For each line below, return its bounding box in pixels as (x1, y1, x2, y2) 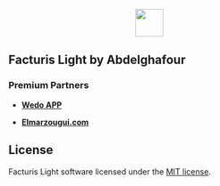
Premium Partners (8, 79, 89, 92)
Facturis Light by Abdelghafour (8, 53, 186, 68)
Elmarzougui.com (21, 117, 89, 127)
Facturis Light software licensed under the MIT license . (8, 166, 212, 177)
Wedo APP (21, 99, 63, 110)
